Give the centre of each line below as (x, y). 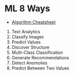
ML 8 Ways (28, 9)
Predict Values (26, 42)
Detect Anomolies (29, 63)
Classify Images (28, 37)
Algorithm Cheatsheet (34, 22)
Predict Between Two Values (40, 68)
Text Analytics (26, 31)
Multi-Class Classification (37, 52)
